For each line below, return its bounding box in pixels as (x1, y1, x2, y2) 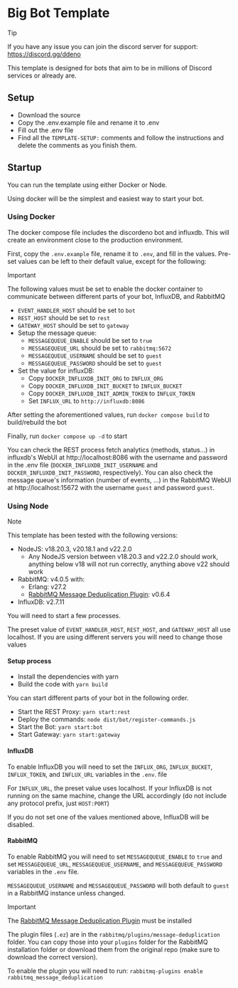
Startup (7, 161, 42, 174)
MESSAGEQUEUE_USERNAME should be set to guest (28, 351, 162, 360)
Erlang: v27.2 (28, 583, 67, 591)
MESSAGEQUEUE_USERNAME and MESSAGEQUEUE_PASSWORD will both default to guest (7, 881, 229, 890)
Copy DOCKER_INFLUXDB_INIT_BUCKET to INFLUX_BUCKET (28, 381, 183, 390)
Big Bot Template (7, 5, 110, 21)
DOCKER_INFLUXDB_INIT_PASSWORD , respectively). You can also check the (7, 468, 213, 477)
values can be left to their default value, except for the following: (18, 257, 207, 265)
